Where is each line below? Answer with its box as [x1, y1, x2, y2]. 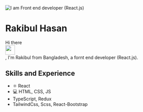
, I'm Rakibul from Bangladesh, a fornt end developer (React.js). [5, 54, 138, 61]
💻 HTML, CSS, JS [12, 88, 51, 94]
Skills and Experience [5, 69, 75, 78]
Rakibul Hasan [5, 23, 68, 34]
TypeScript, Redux [12, 96, 52, 102]
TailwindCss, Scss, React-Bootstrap [12, 101, 88, 107]
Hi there [5, 39, 22, 45]
